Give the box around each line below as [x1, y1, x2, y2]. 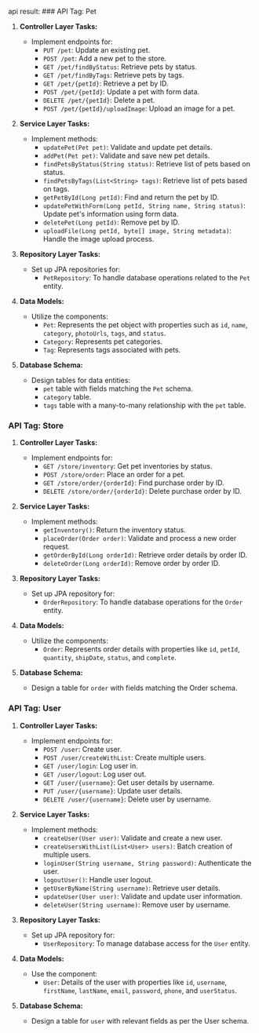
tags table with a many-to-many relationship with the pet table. [42, 400, 246, 410]
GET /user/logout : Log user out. [42, 769, 147, 779]
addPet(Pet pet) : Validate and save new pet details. [42, 151, 210, 160]
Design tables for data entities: [31, 376, 131, 385]
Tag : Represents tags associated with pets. [42, 345, 181, 354]
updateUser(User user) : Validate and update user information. [42, 891, 243, 901]
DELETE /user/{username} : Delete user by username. [42, 794, 212, 804]
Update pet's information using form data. [42, 210, 179, 218]
